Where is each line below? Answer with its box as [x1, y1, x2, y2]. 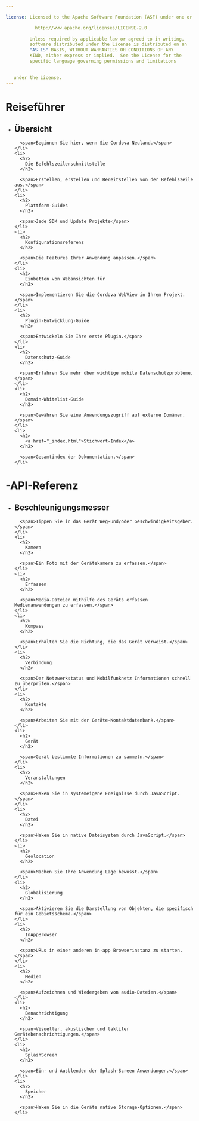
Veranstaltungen [25, 775, 66, 781]
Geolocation [25, 853, 55, 859]
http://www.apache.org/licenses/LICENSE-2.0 [35, 25, 147, 30]
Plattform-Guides [25, 203, 68, 209]
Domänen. [163, 412, 185, 418]
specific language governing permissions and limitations [29, 58, 177, 64]
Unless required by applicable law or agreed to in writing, [29, 36, 185, 42]
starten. [161, 947, 183, 954]
